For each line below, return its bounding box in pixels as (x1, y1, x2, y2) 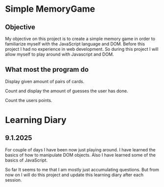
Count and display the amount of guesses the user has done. (5, 88, 128, 94)
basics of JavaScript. (5, 157, 48, 163)
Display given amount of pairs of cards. (5, 78, 85, 84)
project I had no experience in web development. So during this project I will (5, 46, 159, 52)
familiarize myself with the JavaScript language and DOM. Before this (5, 41, 145, 47)
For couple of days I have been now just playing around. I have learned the (5, 146, 156, 152)
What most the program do (5, 65, 89, 74)
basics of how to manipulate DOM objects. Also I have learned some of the (5, 152, 156, 158)
